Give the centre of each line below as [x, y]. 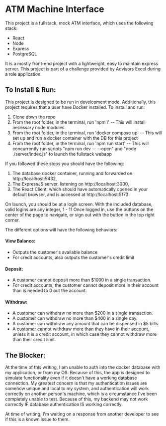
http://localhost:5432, [35, 179]
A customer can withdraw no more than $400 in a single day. [75, 318]
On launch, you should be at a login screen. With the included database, [79, 204]
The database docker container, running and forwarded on [72, 173]
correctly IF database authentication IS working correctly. [64, 405]
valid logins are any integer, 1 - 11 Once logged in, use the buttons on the [79, 209]
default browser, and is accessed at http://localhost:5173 [70, 194]
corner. [12, 220]
